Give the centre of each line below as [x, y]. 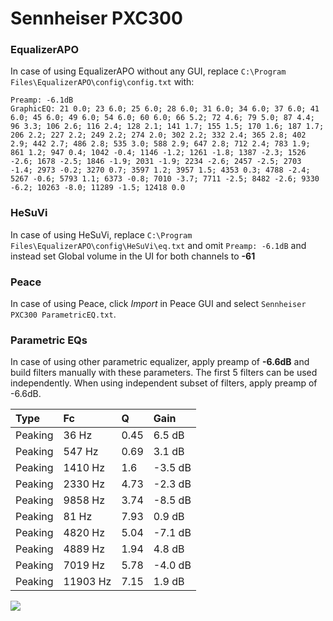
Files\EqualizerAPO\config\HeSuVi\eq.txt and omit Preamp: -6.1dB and [158, 245]
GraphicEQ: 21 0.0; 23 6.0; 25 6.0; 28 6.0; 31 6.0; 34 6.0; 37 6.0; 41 [165, 109]
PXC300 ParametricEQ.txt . [63, 314]
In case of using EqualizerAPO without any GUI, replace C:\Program [148, 71]
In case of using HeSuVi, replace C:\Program [101, 234]
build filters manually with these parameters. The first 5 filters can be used [164, 373]
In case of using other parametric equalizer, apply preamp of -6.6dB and [160, 362]
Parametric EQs [49, 340]
